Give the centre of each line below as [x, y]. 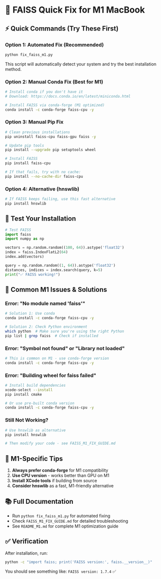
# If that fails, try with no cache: [43, 172]
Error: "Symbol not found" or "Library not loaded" [65, 348]
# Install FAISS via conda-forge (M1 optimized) [55, 105]
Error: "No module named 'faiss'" [45, 303]
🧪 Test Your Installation [41, 219]
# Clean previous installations [37, 132]
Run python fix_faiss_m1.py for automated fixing [61, 516]
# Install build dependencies [36, 385]
